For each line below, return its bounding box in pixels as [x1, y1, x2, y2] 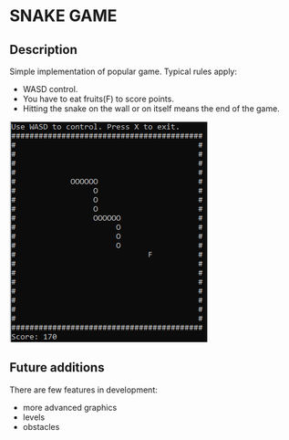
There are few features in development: [9, 384, 158, 395]
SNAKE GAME [9, 5, 118, 26]
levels [22, 412, 46, 423]
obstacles [22, 421, 60, 432]
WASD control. [22, 84, 78, 94]
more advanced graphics [22, 402, 118, 413]
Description [9, 42, 77, 58]
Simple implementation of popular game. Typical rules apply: [9, 66, 238, 77]
